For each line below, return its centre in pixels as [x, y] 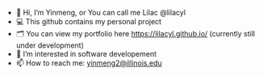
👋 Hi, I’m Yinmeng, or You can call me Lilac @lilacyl [101, 13]
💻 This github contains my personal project [89, 21]
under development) [50, 45]
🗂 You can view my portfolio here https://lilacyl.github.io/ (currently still [136, 34]
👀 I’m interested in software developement [86, 54]
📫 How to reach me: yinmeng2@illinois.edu [89, 63]
